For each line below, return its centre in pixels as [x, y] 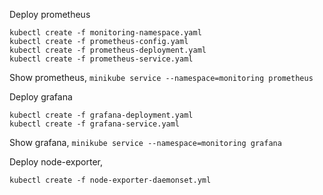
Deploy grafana [41, 97]
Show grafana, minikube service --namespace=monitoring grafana [145, 142]
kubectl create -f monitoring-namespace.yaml [105, 33]
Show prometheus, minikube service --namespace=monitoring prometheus [161, 77]
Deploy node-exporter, [56, 162]
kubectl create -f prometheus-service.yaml [101, 59]
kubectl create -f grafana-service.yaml [95, 124]
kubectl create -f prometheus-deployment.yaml [108, 50]
